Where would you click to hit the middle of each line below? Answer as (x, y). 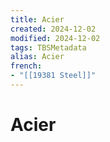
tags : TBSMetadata (48, 47)
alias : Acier (37, 57)
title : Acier (37, 19)
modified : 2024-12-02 (55, 38)
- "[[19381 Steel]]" (53, 76)
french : (26, 66)
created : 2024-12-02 (53, 29)
